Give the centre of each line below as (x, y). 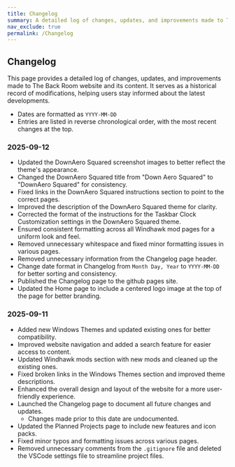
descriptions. (36, 381)
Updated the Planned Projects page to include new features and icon (117, 426)
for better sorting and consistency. (67, 274)
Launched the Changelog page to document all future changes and (114, 403)
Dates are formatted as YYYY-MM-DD (67, 114)
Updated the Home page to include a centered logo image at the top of (120, 289)
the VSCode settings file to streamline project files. (91, 456)
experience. (58, 396)
